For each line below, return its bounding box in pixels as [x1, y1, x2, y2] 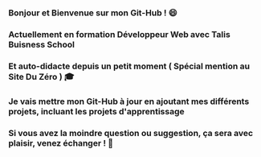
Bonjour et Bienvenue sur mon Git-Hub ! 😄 [8, 7, 178, 19]
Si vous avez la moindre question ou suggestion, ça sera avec [8, 127, 254, 138]
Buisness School [8, 39, 75, 50]
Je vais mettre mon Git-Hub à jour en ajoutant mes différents [8, 96, 250, 107]
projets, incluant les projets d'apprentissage [8, 105, 185, 117]
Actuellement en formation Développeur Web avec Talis [8, 28, 230, 39]
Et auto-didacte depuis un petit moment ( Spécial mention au [8, 60, 251, 72]
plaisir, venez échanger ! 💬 [8, 137, 114, 148]
